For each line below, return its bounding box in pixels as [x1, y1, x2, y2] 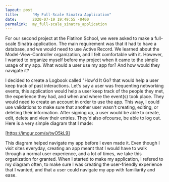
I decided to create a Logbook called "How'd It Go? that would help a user [5, 77, 159, 83]
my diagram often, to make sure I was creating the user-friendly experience [5, 161, 162, 167]
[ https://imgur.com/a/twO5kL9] [5, 130, 70, 136]
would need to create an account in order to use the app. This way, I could [5, 99, 160, 105]
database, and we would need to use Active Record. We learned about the [5, 46, 160, 52]
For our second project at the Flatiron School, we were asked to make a [5, 35, 154, 41]
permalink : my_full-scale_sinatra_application [5, 21, 107, 27]
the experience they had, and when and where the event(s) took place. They [5, 94, 164, 100]
